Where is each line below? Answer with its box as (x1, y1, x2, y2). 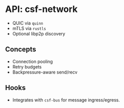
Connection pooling (12, 58, 53, 64)
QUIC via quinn (12, 20, 43, 26)
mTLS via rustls (12, 25, 46, 31)
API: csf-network (5, 3, 78, 15)
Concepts (5, 45, 36, 53)
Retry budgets (12, 63, 42, 69)
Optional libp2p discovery (12, 30, 66, 36)
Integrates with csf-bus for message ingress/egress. (12, 96, 120, 103)
